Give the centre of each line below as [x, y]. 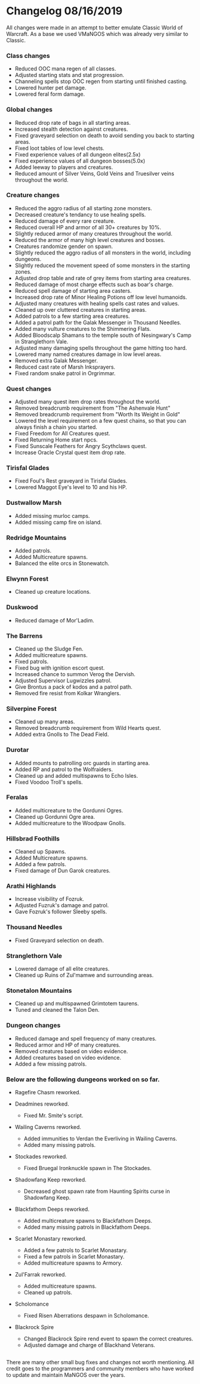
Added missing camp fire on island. [58, 522]
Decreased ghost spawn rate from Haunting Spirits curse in [97, 1191]
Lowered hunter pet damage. [50, 88]
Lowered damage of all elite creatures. [62, 968]
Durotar [18, 750]
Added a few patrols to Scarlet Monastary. [76, 1250]
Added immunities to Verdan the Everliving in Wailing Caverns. [100, 1138]
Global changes [29, 110]
